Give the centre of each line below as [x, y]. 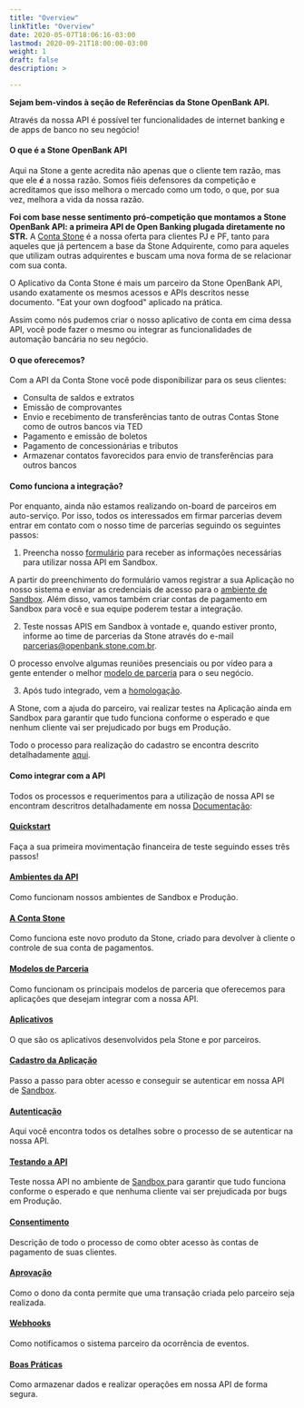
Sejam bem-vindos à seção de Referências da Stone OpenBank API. [140, 102]
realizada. [28, 1302]
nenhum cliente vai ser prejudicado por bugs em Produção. [120, 728]
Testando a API [39, 1161]
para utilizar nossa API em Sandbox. [90, 562]
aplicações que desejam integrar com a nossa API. [104, 998]
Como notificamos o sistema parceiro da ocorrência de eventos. [129, 1343]
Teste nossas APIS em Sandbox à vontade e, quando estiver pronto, [149, 627]
